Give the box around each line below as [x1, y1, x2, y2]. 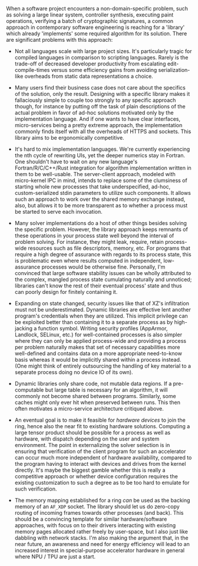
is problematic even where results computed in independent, [14, 257, 163, 264]
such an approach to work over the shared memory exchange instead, [14, 196, 186, 203]
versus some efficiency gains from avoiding [51, 67, 157, 73]
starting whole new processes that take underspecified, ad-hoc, [14, 183, 171, 190]
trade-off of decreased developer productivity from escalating [14, 60, 166, 67]
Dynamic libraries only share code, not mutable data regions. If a [14, 380, 172, 387]
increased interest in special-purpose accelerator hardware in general [14, 547, 184, 554]
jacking [14, 325, 32, 332]
